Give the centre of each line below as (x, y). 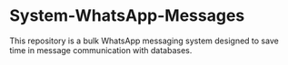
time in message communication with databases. (101, 50)
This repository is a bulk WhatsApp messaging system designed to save (144, 41)
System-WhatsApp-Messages (127, 16)
